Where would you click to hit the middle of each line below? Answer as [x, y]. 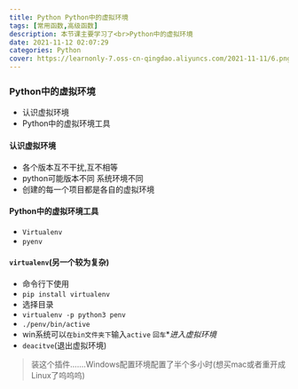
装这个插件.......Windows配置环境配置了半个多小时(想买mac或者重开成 [158, 364]
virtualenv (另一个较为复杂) [59, 262]
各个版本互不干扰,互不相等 [70, 167]
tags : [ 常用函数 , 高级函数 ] [54, 26]
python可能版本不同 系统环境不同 [82, 178]
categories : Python [45, 51]
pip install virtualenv [66, 294]
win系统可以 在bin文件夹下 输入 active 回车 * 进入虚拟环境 [119, 334]
